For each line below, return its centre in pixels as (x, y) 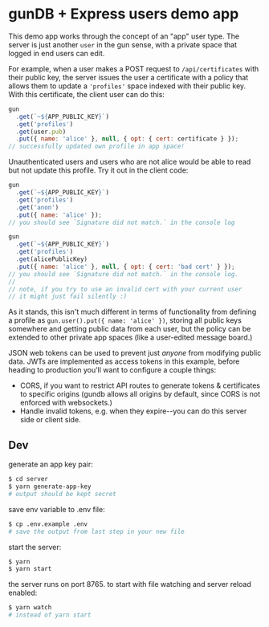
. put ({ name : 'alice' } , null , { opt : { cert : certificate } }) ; (127, 139)
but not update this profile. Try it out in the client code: (98, 170)
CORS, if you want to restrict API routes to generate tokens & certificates (140, 385)
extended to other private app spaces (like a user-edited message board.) (130, 337)
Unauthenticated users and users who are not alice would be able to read (130, 162)
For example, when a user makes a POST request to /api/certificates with (134, 68)
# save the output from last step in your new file (96, 531)
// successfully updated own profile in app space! (96, 147)
